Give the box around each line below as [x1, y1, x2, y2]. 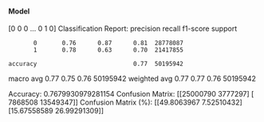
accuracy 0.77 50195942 [8, 60, 183, 68]
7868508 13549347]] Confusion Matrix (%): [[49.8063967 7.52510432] [8, 97, 243, 107]
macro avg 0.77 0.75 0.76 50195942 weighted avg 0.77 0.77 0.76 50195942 [8, 74, 257, 83]
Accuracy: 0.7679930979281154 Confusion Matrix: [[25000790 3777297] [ [8, 90, 254, 99]
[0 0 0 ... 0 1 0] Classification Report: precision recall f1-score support [8, 24, 238, 33]
